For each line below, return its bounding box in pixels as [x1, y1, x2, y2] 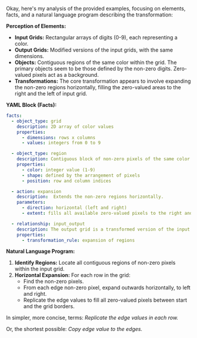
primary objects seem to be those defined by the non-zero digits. [14, 65, 172, 72]
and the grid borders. [23, 303, 75, 310]
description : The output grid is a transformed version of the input [16, 226, 191, 232]
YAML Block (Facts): [6, 102, 57, 108]
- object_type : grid [11, 118, 62, 124]
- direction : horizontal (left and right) [21, 205, 127, 211]
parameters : [16, 200, 46, 205]
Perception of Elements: [6, 23, 66, 29]
